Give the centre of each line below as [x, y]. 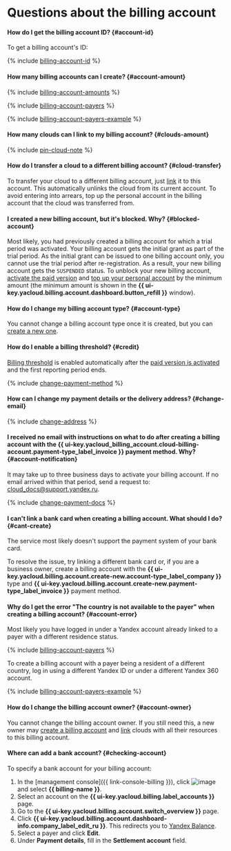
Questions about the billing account [112, 13]
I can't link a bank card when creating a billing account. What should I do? [115, 518]
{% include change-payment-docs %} [61, 503]
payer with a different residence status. [63, 637]
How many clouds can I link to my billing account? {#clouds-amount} [108, 134]
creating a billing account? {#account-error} [72, 614]
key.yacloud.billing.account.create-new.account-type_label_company [111, 577]
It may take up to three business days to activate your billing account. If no [113, 474]
